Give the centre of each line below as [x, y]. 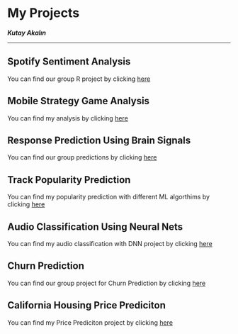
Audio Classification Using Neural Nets [95, 227]
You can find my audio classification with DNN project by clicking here [110, 244]
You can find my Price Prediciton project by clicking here [90, 322]
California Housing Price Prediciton [87, 305]
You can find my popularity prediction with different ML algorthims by [109, 197]
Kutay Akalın [27, 33]
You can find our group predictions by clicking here [82, 157]
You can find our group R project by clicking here [79, 79]
